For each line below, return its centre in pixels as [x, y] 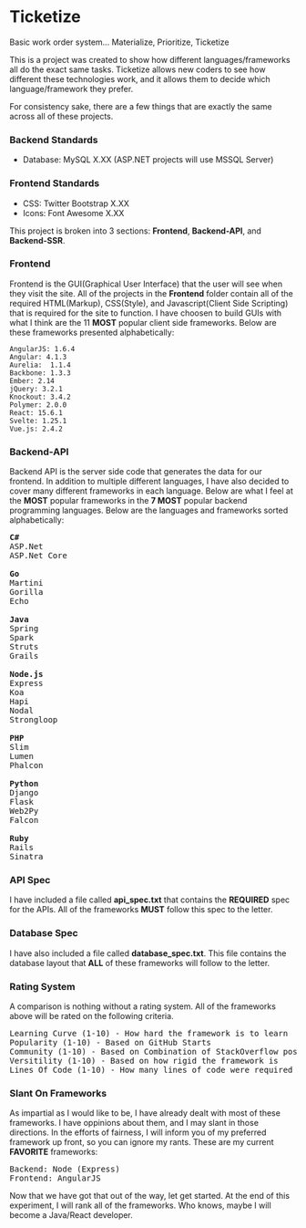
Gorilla [26, 592]
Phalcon [26, 765]
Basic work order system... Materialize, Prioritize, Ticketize [119, 42]
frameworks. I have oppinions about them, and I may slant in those [134, 1123]
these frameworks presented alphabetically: [92, 332]
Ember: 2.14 [32, 380]
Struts [24, 647]
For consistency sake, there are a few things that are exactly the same [141, 106]
